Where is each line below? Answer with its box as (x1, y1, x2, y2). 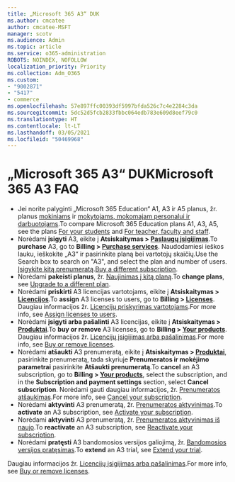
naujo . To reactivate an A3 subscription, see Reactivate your (17, 423, 193, 432)
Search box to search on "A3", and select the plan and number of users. (17, 257, 228, 266)
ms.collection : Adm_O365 (7, 69, 81, 77)
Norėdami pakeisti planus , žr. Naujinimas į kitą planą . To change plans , (17, 272, 225, 281)
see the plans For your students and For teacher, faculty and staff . (17, 228, 211, 236)
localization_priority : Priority (7, 63, 106, 70)
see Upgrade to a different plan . (17, 280, 111, 288)
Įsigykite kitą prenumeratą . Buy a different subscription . (17, 265, 178, 274)
